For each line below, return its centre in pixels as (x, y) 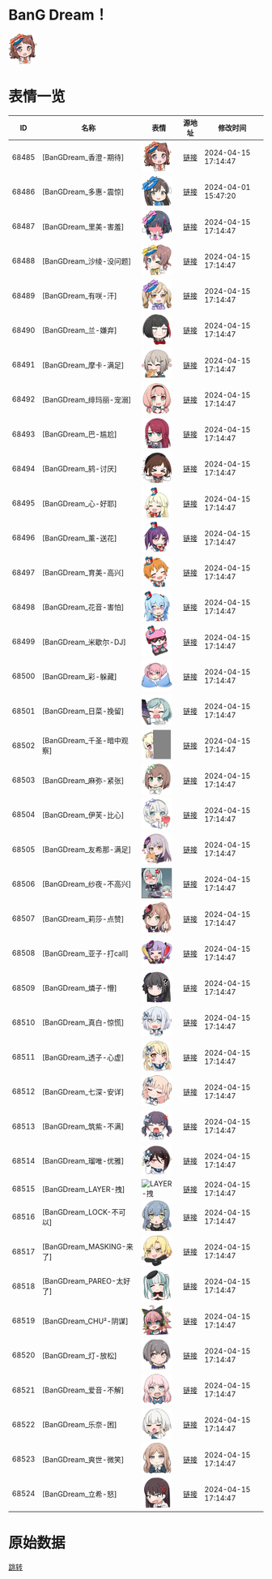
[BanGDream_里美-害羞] (83, 226)
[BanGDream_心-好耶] (79, 503)
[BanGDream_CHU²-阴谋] (85, 1321)
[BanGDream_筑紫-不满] (83, 1126)
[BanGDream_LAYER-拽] (83, 1189)
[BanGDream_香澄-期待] (83, 157)
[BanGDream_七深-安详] (83, 1091)
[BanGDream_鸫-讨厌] (79, 469)
